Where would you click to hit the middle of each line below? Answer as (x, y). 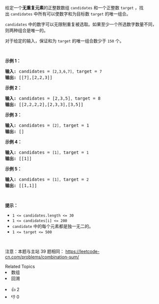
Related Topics (20, 266)
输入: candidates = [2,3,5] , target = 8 (53, 98)
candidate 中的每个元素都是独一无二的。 (53, 226)
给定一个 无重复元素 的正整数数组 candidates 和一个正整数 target (69, 8)
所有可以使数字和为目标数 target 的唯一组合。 (84, 14)
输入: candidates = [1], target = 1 (47, 152)
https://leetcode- (82, 251)
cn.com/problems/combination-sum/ (42, 257)
